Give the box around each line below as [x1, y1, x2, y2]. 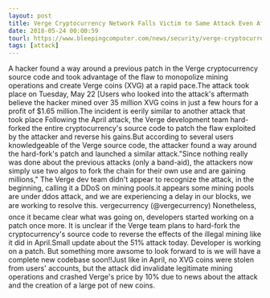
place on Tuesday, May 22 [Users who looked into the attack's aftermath [8, 89, 249, 99]
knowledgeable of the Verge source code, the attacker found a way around [8, 141, 257, 150]
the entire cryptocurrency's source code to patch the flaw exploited [31, 124, 256, 133]
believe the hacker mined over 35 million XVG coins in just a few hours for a [8, 98, 259, 108]
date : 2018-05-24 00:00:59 [8, 27, 99, 35]
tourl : [8, 34, 31, 43]
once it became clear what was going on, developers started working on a [8, 212, 255, 222]
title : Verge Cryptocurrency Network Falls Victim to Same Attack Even [8, 19, 253, 27]
